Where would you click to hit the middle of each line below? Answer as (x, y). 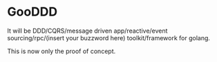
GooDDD (32, 12)
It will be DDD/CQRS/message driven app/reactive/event (87, 31)
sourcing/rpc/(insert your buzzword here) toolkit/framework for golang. (109, 37)
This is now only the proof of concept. (62, 51)
